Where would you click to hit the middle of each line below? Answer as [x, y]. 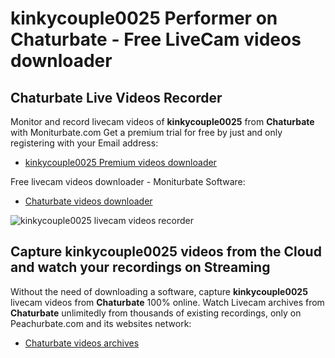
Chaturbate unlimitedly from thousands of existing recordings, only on [156, 313]
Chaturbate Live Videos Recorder [116, 97]
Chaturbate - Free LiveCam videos [156, 39]
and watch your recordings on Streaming [140, 267]
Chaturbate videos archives [82, 343]
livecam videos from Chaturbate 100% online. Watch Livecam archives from [167, 302]
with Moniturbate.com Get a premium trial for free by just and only [146, 132]
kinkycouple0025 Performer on [144, 18]
